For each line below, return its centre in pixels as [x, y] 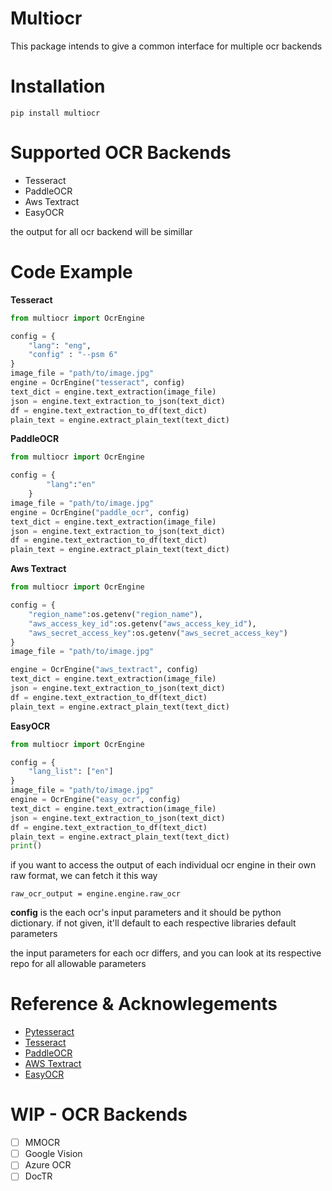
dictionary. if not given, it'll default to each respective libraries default [153, 923]
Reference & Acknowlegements [144, 1004]
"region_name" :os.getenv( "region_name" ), [115, 614]
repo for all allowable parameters [78, 964]
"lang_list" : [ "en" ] [71, 772]
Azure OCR [48, 1165]
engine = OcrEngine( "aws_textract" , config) [104, 670]
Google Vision [53, 1154]
